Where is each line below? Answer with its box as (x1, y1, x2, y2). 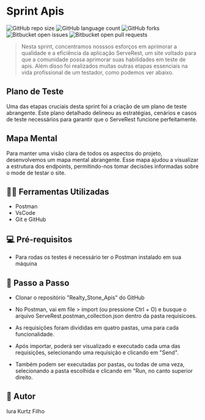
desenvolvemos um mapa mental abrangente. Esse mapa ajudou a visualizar (6, 156, 199, 163)
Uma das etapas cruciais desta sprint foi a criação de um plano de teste (6, 103, 187, 110)
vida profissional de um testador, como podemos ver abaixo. (21, 68, 174, 76)
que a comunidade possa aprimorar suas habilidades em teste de (21, 56, 186, 63)
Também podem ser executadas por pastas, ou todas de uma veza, (15, 361, 185, 367)
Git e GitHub (15, 215, 46, 223)
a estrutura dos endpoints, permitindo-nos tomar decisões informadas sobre (6, 162, 199, 170)
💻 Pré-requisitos (6, 234, 73, 245)
